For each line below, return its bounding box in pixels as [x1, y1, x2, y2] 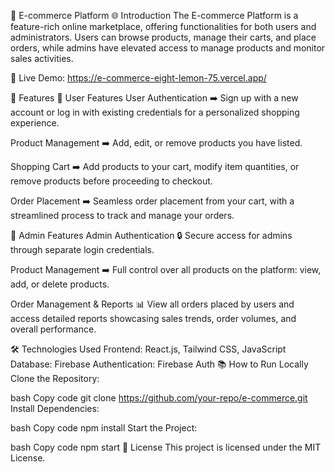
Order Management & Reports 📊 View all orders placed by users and [10, 298, 295, 310]
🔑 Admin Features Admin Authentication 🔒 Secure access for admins [10, 230, 293, 241]
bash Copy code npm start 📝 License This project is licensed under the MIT [10, 441, 322, 453]
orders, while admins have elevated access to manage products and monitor [10, 42, 326, 54]
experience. [10, 117, 60, 129]
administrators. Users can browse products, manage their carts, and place [10, 31, 317, 43]
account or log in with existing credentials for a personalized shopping [10, 106, 300, 118]
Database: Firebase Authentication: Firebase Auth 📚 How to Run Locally [10, 358, 309, 370]
